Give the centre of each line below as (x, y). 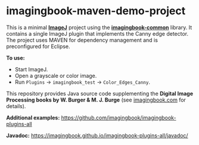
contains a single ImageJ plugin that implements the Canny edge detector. (97, 33)
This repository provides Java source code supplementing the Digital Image (100, 93)
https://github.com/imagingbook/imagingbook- (119, 118)
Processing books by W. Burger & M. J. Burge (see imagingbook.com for (96, 100)
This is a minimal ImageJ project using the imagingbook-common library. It (99, 27)
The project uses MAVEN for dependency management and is (82, 40)
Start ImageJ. (31, 69)
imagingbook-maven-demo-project (96, 11)
